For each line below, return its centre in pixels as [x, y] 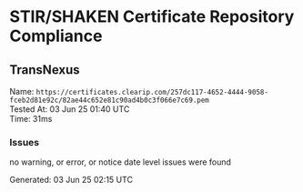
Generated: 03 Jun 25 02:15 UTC [71, 180]
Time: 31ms [31, 119]
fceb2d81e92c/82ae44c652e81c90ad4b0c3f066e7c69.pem [109, 100]
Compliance [56, 36]
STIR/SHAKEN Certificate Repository [152, 17]
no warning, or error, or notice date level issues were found [121, 162]
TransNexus [45, 70]
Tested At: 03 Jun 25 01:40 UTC [70, 109]
